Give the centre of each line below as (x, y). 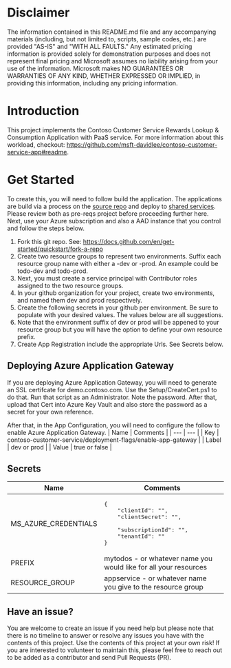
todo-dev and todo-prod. (52, 271)
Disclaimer (38, 13)
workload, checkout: (36, 144)
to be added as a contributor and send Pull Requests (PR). (89, 658)
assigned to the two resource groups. (70, 285)
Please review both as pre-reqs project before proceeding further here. (108, 213)
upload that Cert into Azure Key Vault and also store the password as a (107, 404)
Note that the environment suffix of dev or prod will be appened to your (118, 322)
